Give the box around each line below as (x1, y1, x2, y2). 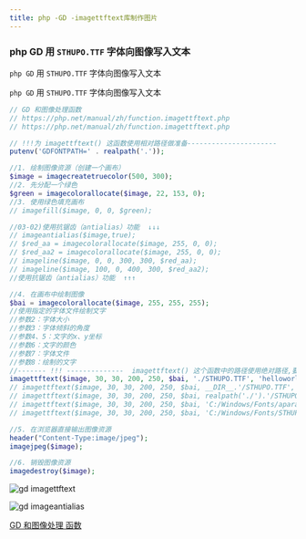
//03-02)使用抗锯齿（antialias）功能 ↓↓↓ (9, 223, 161, 232)
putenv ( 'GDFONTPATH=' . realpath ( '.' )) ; (9, 147, 166, 156)
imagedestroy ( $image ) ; (9, 467, 96, 476)
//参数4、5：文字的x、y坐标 (9, 332, 102, 342)
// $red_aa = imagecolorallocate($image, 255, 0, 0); (9, 239, 219, 249)
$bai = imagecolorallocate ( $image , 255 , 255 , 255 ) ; (9, 298, 209, 307)
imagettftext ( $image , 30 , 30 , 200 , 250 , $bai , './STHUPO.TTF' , (9, 375, 255, 384)
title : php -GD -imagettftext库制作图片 (9, 13, 158, 23)
